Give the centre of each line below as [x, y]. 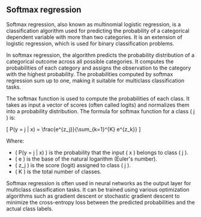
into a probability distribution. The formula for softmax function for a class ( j [100, 111]
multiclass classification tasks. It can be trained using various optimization [98, 189]
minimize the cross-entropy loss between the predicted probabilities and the [100, 202]
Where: [15, 141]
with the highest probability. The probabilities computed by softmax [90, 74]
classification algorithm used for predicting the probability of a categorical [98, 31]
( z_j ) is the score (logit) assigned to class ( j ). [73, 165]
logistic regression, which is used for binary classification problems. [90, 43]
